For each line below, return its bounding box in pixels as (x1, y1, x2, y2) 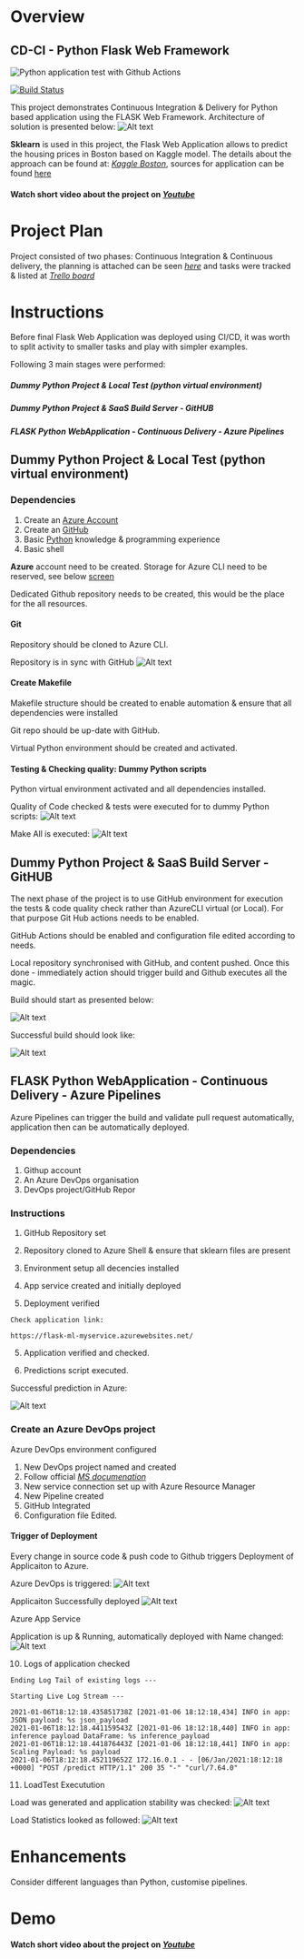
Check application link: (10, 1316, 104, 1325)
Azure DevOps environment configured (10, 1443, 157, 1454)
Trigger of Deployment (10, 1531, 98, 1542)
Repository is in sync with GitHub (10, 657, 134, 668)
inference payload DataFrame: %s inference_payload (10, 1731, 210, 1741)
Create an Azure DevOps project (10, 1423, 156, 1436)
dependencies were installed (10, 707, 119, 718)
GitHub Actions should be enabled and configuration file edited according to (10, 929, 296, 940)
